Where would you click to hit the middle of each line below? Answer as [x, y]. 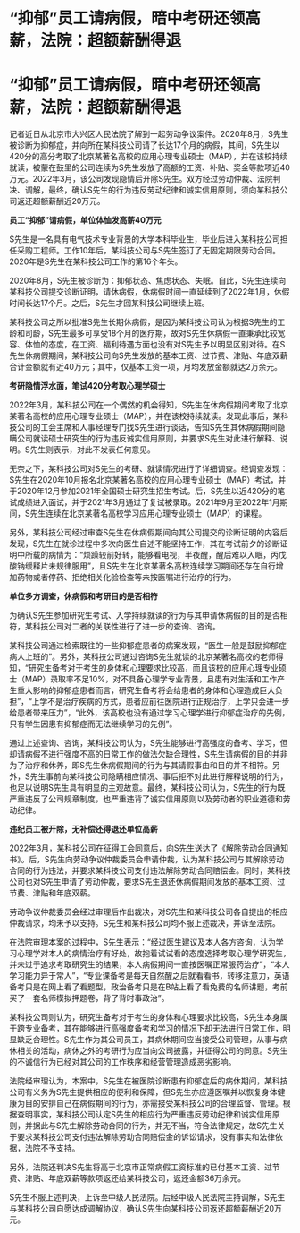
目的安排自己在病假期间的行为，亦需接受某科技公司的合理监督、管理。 [154, 1103]
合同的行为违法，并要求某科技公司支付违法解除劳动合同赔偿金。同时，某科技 [150, 870]
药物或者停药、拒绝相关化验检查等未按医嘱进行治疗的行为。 [126, 578]
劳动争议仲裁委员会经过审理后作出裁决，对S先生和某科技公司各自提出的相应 [149, 912]
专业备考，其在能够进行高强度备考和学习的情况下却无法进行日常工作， [154, 1028]
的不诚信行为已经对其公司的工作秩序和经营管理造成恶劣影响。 [123, 1062]
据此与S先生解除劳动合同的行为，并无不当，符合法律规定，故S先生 [155, 1126]
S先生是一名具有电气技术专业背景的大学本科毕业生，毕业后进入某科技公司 [145, 239]
